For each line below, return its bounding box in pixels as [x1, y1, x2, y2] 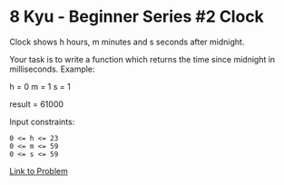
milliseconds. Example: [9, 63, 95, 74]
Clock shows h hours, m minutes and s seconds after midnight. [9, 36, 245, 47]
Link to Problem [9, 165, 68, 176]
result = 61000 [9, 98, 64, 110]
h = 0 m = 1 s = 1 [9, 81, 71, 92]
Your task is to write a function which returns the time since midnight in [9, 54, 276, 64]
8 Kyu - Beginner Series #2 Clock [9, 6, 265, 27]
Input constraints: [9, 116, 75, 127]
